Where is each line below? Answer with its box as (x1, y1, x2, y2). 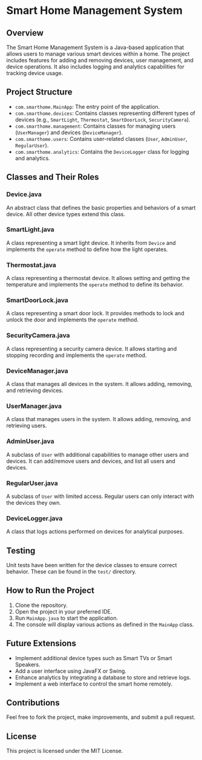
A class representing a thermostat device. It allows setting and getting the (6, 275, 191, 282)
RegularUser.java (6, 479, 59, 487)
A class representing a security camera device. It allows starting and (6, 345, 177, 352)
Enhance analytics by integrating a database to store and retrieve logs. (15, 673, 192, 681)
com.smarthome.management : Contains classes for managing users (15, 122, 176, 129)
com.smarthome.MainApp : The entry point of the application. (15, 103, 160, 110)
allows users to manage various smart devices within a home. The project (6, 50, 190, 57)
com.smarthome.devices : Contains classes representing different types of (15, 110, 195, 117)
